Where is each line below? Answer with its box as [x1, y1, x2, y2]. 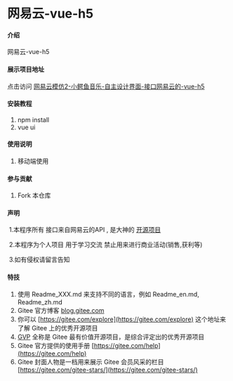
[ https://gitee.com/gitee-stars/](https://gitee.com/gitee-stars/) [17, 366, 198, 374]
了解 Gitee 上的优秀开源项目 [17, 323, 98, 332]
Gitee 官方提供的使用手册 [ [17, 341, 95, 349]
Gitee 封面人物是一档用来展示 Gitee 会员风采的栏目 [17, 357, 164, 366]
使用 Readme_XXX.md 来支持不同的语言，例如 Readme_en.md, [17, 290, 200, 298]
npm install [17, 115, 50, 124]
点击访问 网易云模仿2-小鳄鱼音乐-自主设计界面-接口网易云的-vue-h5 [7, 82, 205, 91]
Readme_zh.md [17, 297, 63, 306]
